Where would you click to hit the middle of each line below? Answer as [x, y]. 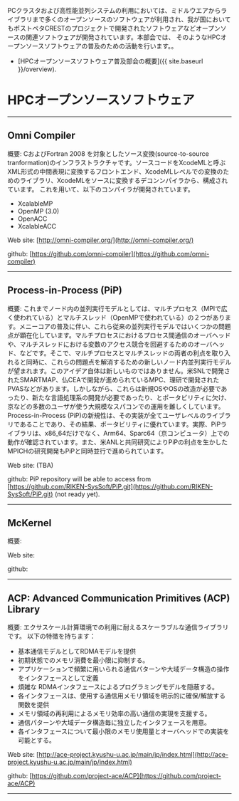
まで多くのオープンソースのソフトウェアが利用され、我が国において [131, 19]
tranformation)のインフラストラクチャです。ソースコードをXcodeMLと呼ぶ [117, 162]
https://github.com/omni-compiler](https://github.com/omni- [121, 253]
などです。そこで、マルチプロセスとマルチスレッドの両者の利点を [116, 353]
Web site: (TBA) [31, 465]
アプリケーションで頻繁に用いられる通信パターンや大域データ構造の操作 [123, 669]
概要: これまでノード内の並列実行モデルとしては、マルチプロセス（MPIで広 [117, 308]
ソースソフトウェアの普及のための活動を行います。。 [102, 46]
